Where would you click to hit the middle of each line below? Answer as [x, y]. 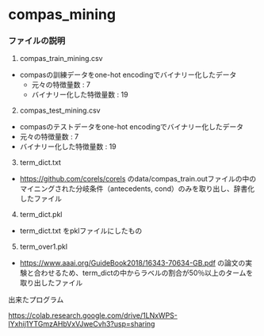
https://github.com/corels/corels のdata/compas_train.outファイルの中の [138, 179]
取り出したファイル [51, 283]
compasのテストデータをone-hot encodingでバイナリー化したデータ [132, 127]
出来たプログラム [36, 300]
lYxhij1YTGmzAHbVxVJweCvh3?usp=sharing [82, 324]
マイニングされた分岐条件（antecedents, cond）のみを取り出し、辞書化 [137, 189]
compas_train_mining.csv [61, 59]
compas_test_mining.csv [60, 111]
